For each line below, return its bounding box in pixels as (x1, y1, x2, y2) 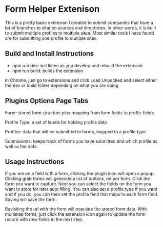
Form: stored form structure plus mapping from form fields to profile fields (5, 109, 154, 116)
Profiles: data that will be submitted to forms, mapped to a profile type (5, 128, 146, 134)
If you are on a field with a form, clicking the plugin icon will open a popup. (5, 171, 155, 177)
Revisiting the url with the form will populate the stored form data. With (5, 206, 147, 212)
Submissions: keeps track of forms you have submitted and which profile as (5, 138, 158, 144)
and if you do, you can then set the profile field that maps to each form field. (5, 191, 159, 197)
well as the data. (5, 143, 38, 149)
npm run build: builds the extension (12, 68, 83, 74)
